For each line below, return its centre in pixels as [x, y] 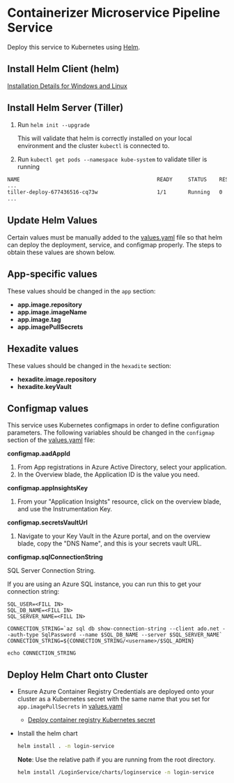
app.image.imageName [52, 312]
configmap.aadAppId [39, 454]
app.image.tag [39, 319]
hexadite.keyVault [44, 386]
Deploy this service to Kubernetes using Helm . [74, 47]
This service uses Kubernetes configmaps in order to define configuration [113, 425]
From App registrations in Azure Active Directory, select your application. [122, 467]
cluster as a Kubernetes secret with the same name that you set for [114, 699]
